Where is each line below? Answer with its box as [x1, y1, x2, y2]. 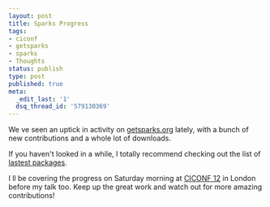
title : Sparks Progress [8, 19, 89, 28]
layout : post [8, 11, 53, 20]
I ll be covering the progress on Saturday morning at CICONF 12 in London [8, 174, 256, 183]
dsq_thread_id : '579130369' [15, 102, 111, 110]
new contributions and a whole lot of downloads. [8, 133, 172, 143]
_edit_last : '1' [15, 95, 71, 103]
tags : [8, 27, 27, 35]
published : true [8, 80, 63, 88]
